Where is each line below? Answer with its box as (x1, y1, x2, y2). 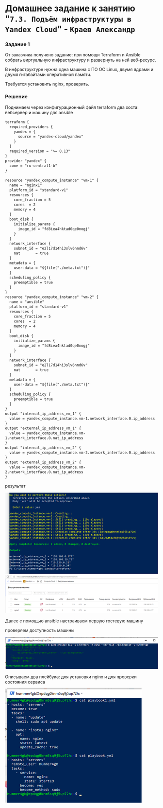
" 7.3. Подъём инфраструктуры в (5, 13, 132, 24)
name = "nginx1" (9, 183, 42, 188)
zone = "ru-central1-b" (9, 163, 57, 168)
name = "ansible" (9, 299, 45, 304)
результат (5, 483, 26, 489)
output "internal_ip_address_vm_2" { (5, 445, 81, 450)
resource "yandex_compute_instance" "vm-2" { (5, 295, 98, 299)
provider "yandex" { (5, 158, 47, 163)
